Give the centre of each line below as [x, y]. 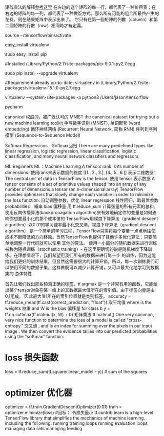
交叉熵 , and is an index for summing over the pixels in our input [88, 326]
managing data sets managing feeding [44, 428]
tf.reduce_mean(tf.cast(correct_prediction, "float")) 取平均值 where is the [78, 302]
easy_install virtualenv [27, 45]
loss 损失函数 [32, 358]
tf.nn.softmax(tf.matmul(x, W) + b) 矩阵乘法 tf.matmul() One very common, [80, 315]
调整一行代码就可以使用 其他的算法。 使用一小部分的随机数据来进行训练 [85, 243]
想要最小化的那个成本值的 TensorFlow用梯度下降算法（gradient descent [86, 218]
